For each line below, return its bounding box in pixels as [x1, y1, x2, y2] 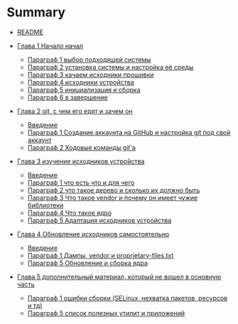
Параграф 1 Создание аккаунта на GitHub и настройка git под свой [27, 128, 231, 136]
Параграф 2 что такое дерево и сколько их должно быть [27, 185, 200, 194]
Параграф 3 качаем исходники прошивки [27, 70, 154, 79]
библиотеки [27, 200, 64, 210]
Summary [6, 4, 65, 21]
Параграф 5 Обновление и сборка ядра [27, 259, 148, 267]
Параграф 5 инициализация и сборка [27, 85, 141, 94]
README [16, 28, 44, 36]
